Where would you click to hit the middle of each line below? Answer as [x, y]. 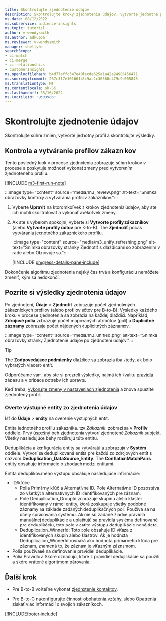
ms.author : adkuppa [25, 38]
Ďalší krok [21, 577]
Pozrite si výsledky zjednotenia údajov [66, 293]
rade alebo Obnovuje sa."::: [40, 253]
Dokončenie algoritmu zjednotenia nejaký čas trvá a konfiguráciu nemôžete [82, 272]
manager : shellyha [24, 47]
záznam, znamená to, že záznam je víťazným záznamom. [78, 546]
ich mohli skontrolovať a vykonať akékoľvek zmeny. [64, 213]
